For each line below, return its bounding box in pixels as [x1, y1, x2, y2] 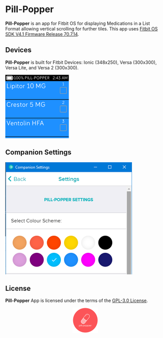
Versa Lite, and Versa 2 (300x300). [5, 64, 79, 70]
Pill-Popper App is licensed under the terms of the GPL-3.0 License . [5, 297, 148, 304]
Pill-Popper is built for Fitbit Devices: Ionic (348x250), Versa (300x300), [5, 59, 157, 65]
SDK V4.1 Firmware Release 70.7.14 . [5, 31, 79, 37]
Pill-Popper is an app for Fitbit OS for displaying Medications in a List [5, 20, 150, 26]
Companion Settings [5, 148, 72, 157]
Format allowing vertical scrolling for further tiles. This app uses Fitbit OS [5, 25, 158, 31]
